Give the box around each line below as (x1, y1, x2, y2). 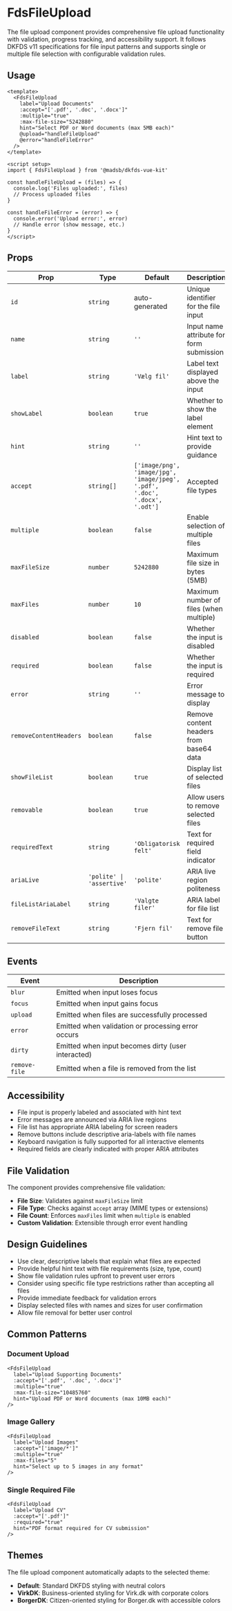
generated (133, 301, 168, 311)
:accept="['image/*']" (13, 1444, 79, 1452)
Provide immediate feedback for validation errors (17, 1294, 157, 1302)
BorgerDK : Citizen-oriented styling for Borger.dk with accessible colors (17, 1596, 221, 1604)
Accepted (186, 477, 219, 487)
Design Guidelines (7, 1238, 88, 1250)
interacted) (56, 1050, 92, 1059)
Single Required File (7, 1485, 76, 1494)
